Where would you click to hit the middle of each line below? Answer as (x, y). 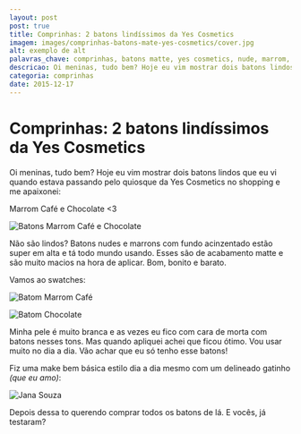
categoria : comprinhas (52, 76)
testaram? (28, 421)
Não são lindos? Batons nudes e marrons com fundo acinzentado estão (141, 243)
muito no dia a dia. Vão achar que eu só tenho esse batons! (119, 351)
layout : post (34, 17)
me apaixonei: (35, 191)
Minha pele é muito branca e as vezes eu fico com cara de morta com (138, 331)
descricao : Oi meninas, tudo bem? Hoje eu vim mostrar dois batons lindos (152, 68)
